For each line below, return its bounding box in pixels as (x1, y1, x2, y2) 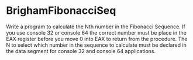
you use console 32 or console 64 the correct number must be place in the (6, 29, 187, 36)
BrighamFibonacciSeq (6, 4, 116, 17)
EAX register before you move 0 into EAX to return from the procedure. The (6, 35, 188, 42)
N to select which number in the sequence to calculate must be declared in (6, 42, 187, 48)
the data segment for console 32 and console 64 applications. (6, 47, 156, 54)
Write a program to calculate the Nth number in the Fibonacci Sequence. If (6, 23, 186, 30)
